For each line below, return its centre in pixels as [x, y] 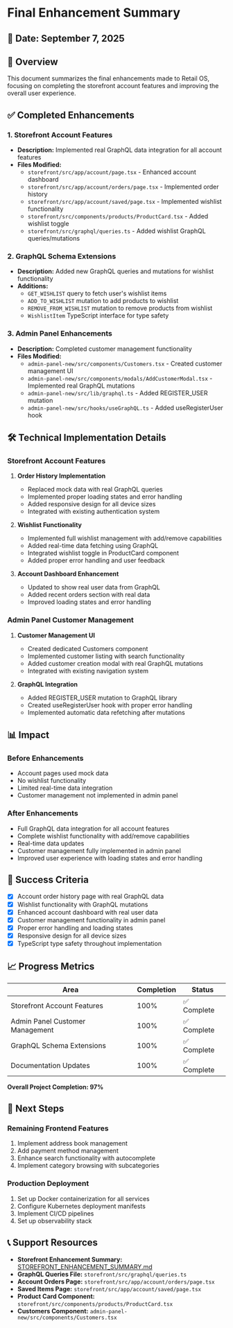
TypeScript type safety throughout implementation [89, 943]
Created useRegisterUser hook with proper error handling [110, 705]
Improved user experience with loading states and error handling [110, 858]
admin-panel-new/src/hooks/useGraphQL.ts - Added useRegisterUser [125, 408]
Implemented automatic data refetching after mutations [106, 712]
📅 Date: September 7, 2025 [66, 38]
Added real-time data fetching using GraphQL [93, 546]
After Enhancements [43, 813]
